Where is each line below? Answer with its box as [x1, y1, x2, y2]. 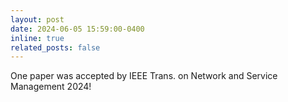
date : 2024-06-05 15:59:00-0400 [10, 24, 145, 34]
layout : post [10, 14, 65, 25]
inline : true [10, 33, 65, 43]
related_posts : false [10, 42, 101, 53]
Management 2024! [10, 81, 92, 93]
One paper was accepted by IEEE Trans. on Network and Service [10, 70, 278, 82]
